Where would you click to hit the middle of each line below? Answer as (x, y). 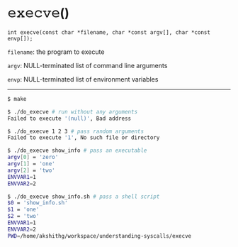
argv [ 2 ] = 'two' (31, 170)
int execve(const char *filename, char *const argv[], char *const (109, 32)
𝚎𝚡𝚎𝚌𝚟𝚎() (38, 13)
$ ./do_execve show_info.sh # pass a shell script (84, 197)
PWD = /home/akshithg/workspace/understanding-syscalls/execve (100, 236)
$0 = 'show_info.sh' (38, 203)
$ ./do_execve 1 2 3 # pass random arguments (75, 131)
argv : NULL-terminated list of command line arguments (87, 65)
